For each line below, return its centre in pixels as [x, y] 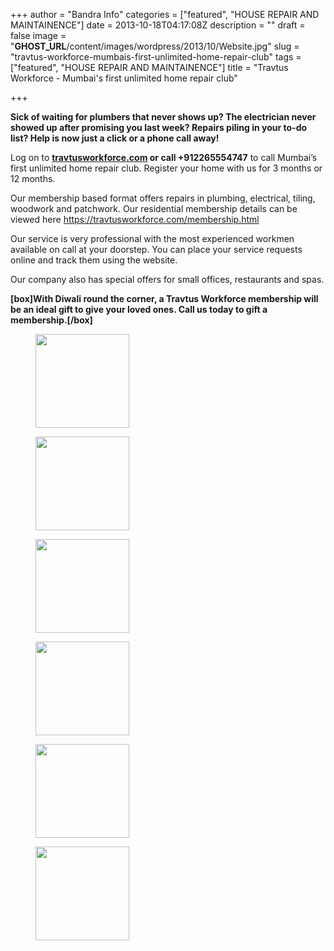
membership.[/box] [51, 320]
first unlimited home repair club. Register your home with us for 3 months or [166, 168]
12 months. [33, 178]
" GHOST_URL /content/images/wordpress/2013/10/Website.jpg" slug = [155, 46]
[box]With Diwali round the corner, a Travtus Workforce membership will [164, 298]
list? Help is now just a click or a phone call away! [115, 138]
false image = [38, 35]
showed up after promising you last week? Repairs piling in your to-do [159, 127]
